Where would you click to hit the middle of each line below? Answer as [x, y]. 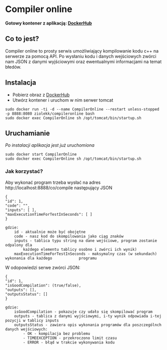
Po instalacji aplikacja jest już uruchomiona [50, 145]
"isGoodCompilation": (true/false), [43, 285]
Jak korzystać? [24, 171]
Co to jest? [22, 39]
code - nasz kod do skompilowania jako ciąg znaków [69, 236]
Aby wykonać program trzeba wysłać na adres [53, 182]
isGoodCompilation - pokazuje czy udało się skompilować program [83, 311]
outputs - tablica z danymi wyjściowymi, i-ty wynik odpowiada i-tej [88, 316]
